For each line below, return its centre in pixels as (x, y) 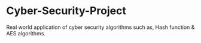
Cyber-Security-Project (66, 11)
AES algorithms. (26, 33)
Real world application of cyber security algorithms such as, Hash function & (100, 27)
